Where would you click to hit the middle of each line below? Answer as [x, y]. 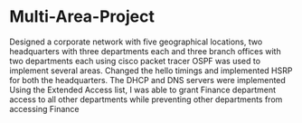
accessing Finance [44, 109]
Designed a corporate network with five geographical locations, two [136, 42]
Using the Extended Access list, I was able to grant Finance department [143, 90]
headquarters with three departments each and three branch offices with [146, 51]
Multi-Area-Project [82, 17]
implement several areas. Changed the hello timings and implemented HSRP [151, 71]
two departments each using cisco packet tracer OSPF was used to [135, 61]
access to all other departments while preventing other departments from [146, 99]
